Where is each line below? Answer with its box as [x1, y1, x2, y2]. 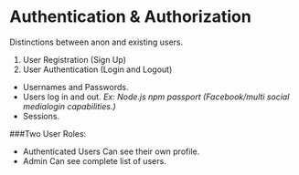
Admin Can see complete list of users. [22, 155, 166, 166]
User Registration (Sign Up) [22, 54, 126, 65]
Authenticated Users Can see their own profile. [22, 146, 200, 157]
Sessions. [22, 110, 60, 121]
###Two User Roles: [9, 128, 87, 139]
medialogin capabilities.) [22, 100, 116, 111]
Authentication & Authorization [9, 6, 251, 27]
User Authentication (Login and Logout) [22, 64, 173, 75]
